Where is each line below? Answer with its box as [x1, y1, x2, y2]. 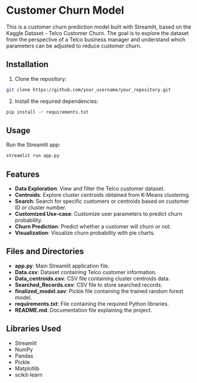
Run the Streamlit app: [6, 141, 61, 149]
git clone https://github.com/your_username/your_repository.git [6, 87, 171, 93]
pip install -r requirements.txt [6, 109, 89, 115]
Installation [6, 59, 49, 70]
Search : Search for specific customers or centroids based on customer [14, 197, 189, 205]
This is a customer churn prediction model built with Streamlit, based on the [6, 23, 192, 30]
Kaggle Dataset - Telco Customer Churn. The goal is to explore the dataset [6, 29, 189, 36]
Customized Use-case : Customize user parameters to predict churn [14, 211, 183, 217]
